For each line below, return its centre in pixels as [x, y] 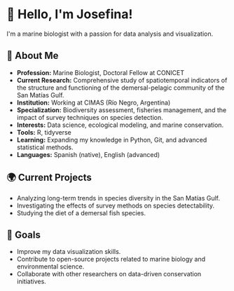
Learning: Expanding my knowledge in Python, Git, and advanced [112, 140]
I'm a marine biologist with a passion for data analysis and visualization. [110, 34]
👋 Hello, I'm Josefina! [70, 14]
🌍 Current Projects [49, 178]
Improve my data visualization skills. [69, 252]
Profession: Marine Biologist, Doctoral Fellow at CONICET [101, 72]
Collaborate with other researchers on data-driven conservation [109, 274]
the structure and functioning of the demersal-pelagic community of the [121, 88]
